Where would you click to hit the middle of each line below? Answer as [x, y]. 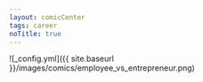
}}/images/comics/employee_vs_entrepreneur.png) [102, 68]
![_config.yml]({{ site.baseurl [61, 59]
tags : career [33, 26]
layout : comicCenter [48, 17]
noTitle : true [36, 34]
